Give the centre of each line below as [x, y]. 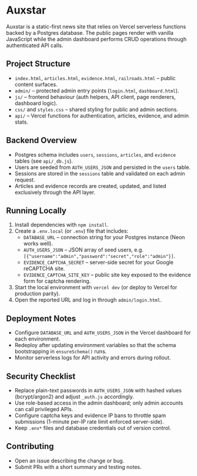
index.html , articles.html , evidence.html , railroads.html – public [95, 78]
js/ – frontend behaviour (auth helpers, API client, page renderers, [95, 97]
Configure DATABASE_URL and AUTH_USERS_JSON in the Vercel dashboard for [103, 333]
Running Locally [36, 211]
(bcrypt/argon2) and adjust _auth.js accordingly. [74, 396]
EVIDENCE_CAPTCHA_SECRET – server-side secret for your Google [98, 262]
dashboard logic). [36, 103]
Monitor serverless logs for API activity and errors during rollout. [93, 358]
